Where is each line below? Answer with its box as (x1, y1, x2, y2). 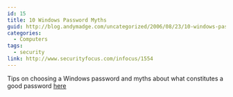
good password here (7, 81, 67, 90)
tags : (7, 42, 23, 49)
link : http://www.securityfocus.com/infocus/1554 (7, 55, 154, 62)
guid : (7, 23, 23, 30)
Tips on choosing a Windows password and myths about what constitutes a (7, 74, 224, 82)
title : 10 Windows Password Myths (7, 17, 107, 24)
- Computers (13, 36, 49, 43)
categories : (7, 29, 42, 37)
